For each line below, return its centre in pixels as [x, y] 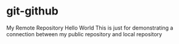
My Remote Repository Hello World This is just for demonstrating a [90, 28]
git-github [33, 11]
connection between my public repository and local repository [84, 34]
